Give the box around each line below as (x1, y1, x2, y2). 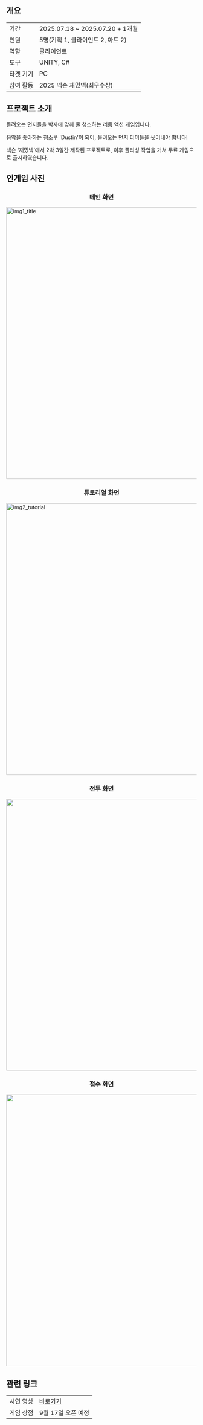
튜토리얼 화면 (83, 489, 120, 497)
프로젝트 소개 (6, 103, 53, 114)
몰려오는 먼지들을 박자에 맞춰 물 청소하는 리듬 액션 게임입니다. (6, 120, 152, 128)
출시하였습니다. (12, 153, 49, 161)
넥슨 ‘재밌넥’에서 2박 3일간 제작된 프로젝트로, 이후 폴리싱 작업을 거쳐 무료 (6, 146, 178, 153)
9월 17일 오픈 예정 (39, 1409, 89, 1417)
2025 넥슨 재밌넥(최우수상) (39, 81, 114, 89)
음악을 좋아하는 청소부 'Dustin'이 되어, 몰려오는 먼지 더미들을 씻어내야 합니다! (6, 133, 188, 141)
